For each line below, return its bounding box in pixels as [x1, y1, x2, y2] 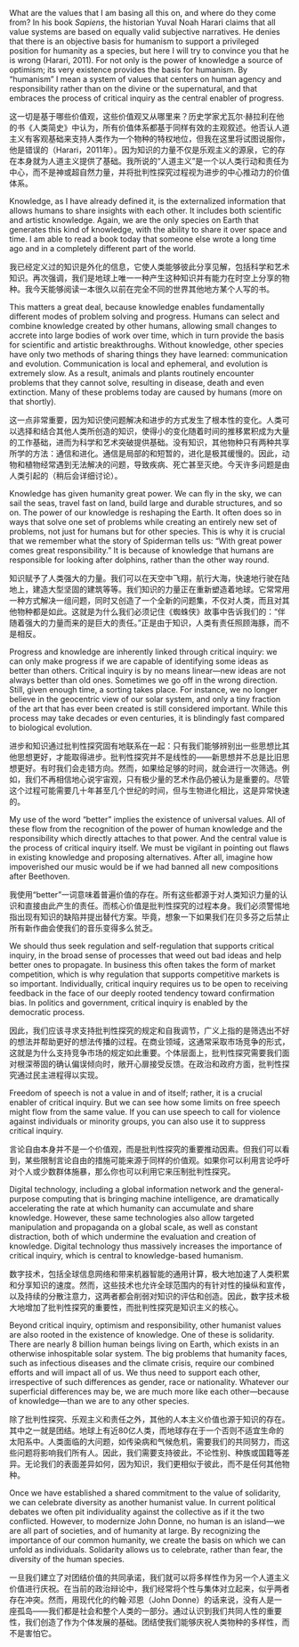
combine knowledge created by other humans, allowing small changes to [9, 321, 278, 331]
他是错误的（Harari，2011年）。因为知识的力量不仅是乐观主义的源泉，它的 [9, 144, 278, 155]
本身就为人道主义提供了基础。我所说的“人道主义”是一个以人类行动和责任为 [16, 156, 289, 166]
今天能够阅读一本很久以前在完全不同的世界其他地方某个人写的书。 [32, 284, 274, 294]
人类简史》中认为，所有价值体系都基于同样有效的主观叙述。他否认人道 [32, 122, 290, 133]
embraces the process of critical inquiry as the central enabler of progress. [9, 93, 285, 103]
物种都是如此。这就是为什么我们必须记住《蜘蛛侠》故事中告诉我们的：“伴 [16, 606, 287, 617]
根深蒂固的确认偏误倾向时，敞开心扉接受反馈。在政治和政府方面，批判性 [16, 1059, 282, 1069]
